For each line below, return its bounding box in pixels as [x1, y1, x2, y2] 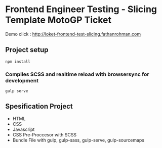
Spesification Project [5, 102, 73, 111]
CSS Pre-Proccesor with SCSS [12, 131, 77, 137]
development [5, 77, 39, 84]
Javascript [12, 126, 35, 132]
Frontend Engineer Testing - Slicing [5, 4, 157, 15]
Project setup [5, 45, 49, 54]
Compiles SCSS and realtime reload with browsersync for [5, 71, 149, 78]
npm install [5, 59, 30, 64]
